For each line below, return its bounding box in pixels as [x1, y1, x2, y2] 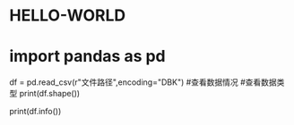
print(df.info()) [9, 106, 62, 117]
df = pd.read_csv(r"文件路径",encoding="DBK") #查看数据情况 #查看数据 [9, 77, 278, 87]
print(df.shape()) [19, 88, 81, 99]
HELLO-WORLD [9, 5, 126, 26]
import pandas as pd [9, 46, 166, 67]
